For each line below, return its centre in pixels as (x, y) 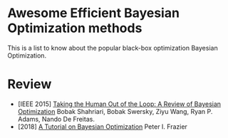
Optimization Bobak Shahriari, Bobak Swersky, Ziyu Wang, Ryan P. (115, 111)
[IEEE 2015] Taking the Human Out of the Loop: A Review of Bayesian (119, 104)
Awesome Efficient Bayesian (94, 13)
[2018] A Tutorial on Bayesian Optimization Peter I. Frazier (102, 127)
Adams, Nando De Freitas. (56, 119)
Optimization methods (75, 28)
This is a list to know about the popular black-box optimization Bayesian (113, 48)
